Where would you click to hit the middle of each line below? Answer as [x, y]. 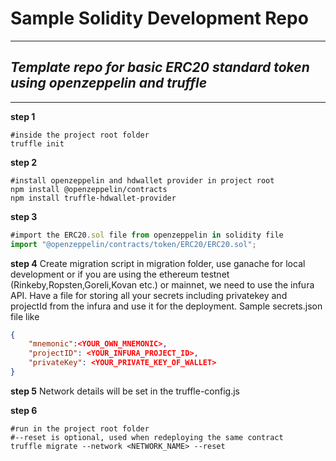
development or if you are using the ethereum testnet [120, 274]
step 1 [23, 116]
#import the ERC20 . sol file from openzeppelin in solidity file [147, 235]
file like [25, 316]
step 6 [24, 410]
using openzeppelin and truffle [109, 83]
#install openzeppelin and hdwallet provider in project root [142, 180]
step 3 [24, 216]
